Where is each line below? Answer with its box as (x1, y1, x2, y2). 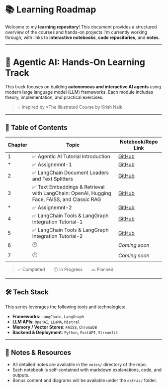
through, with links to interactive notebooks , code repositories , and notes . (5, 34, 160, 40)
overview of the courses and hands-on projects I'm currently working (5, 29, 148, 35)
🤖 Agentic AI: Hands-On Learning (5, 57, 146, 68)
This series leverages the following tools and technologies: (5, 304, 126, 310)
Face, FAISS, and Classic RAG (32, 195, 101, 202)
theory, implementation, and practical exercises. (5, 94, 104, 100)
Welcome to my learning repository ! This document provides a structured (5, 23, 157, 30)
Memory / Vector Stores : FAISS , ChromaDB (12, 324, 97, 330)
